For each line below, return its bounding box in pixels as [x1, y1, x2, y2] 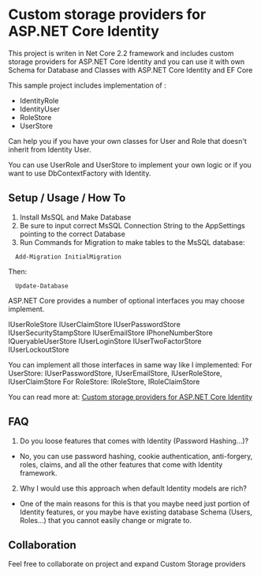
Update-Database [15, 282, 69, 290]
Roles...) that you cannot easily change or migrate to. [19, 515, 192, 525]
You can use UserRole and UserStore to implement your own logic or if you [8, 160, 252, 169]
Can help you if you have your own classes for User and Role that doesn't [8, 136, 247, 145]
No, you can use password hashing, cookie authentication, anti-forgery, [19, 451, 253, 461]
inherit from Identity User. [8, 145, 92, 154]
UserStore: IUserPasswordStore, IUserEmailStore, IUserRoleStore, [8, 368, 222, 378]
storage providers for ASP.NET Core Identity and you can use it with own [8, 57, 245, 66]
